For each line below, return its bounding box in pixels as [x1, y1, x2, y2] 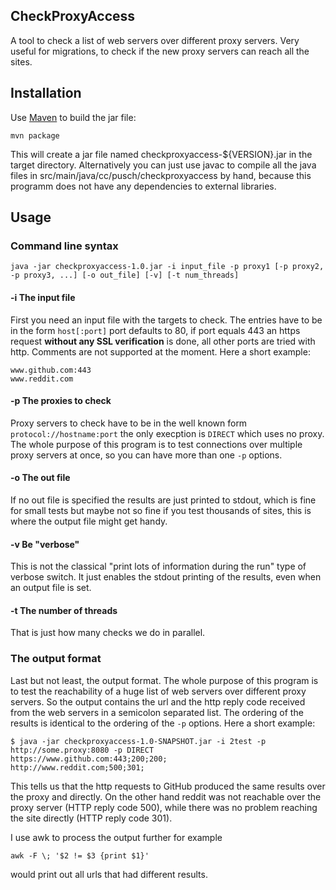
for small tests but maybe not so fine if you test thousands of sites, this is [10, 504, 312, 516]
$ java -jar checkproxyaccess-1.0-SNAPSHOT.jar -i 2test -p [10, 736, 267, 746]
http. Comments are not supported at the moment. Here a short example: [10, 345, 311, 358]
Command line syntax [10, 239, 119, 253]
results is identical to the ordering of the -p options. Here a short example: [10, 717, 316, 729]
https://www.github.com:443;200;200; [10, 754, 168, 764]
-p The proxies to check [10, 395, 112, 407]
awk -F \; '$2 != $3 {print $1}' [10, 850, 150, 861]
